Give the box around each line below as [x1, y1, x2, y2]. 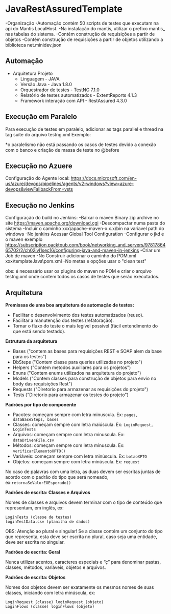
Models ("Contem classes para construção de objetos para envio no [12, 375, 157, 381]
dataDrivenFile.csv [12, 438, 55, 443]
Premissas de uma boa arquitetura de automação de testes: [5, 302, 134, 308]
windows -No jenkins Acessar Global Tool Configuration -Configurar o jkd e [5, 231, 164, 237]
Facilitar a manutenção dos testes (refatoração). [12, 317, 114, 323]
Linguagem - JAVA [20, 75, 60, 82]
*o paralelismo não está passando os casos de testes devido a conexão [5, 141, 157, 148]
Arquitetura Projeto [12, 70, 53, 76]
